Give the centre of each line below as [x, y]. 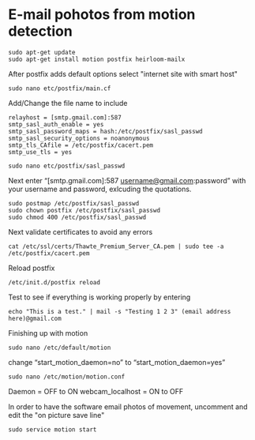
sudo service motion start [52, 429]
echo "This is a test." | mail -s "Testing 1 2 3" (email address [120, 311]
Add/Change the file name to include [68, 103]
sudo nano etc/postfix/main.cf [60, 88]
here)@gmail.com [35, 318]
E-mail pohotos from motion [102, 15]
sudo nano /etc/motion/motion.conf [67, 377]
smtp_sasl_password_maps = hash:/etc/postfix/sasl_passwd [105, 131]
